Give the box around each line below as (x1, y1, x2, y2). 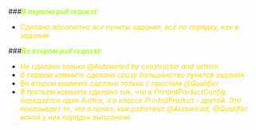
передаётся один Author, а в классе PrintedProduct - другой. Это (19, 96, 242, 104)
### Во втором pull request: (8, 46, 103, 55)
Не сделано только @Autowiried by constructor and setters (19, 61, 219, 71)
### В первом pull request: (8, 7, 100, 16)
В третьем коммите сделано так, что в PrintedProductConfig (19, 87, 226, 97)
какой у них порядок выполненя (19, 112, 131, 122)
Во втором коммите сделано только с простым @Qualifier (19, 79, 219, 88)
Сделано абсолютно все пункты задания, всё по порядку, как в (19, 22, 239, 31)
